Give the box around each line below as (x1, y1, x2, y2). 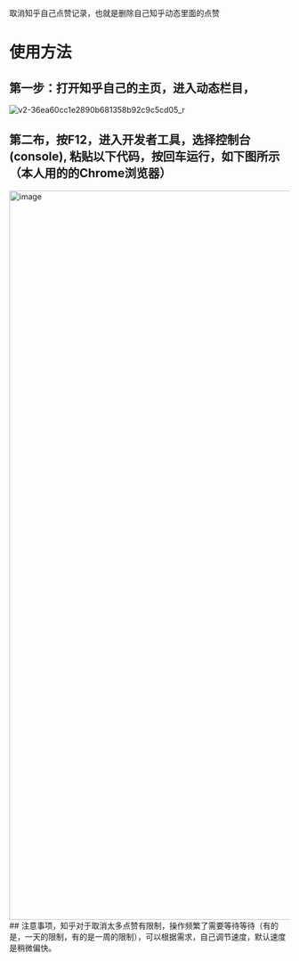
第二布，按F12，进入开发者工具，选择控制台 (9, 133, 251, 148)
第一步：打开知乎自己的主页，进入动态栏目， (9, 80, 255, 95)
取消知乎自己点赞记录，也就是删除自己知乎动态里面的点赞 (9, 8, 220, 18)
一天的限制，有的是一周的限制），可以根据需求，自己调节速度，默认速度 (24, 931, 287, 941)
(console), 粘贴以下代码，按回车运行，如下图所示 (9, 149, 280, 165)
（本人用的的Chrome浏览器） (9, 166, 172, 181)
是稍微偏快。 (9, 942, 56, 953)
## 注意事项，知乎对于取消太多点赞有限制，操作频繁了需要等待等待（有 (9, 920, 271, 931)
